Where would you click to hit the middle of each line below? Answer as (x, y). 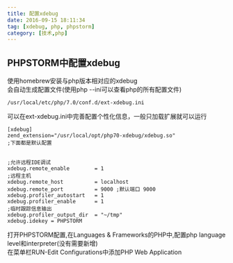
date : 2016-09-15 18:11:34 (46, 20)
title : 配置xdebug (33, 14)
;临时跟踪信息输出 (30, 209)
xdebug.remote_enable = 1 (56, 169)
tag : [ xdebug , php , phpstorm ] (51, 26)
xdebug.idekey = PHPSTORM (45, 221)
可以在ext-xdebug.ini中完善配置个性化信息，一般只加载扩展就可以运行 (107, 117)
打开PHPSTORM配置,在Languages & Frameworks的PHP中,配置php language (116, 235)
